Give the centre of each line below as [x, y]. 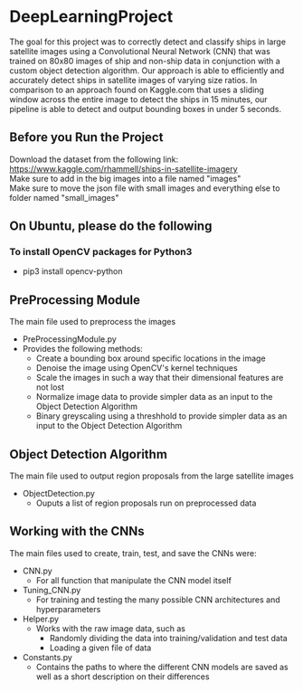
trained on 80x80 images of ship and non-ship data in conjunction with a [145, 61]
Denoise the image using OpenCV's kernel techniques [137, 368]
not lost [50, 387]
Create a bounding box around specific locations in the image [151, 358]
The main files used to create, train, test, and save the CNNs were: [133, 553]
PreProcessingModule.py [70, 339]
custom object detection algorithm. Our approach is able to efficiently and [147, 71]
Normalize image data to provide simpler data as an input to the [154, 397]
